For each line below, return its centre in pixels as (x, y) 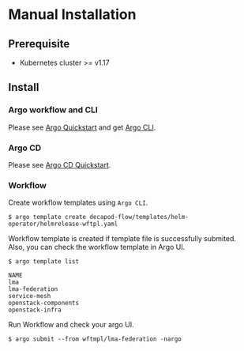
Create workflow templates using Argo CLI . (78, 202)
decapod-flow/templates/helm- (139, 217)
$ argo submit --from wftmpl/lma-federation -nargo (95, 339)
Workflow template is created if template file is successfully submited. (122, 239)
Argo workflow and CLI (53, 110)
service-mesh (30, 296)
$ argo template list (44, 262)
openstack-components (44, 303)
